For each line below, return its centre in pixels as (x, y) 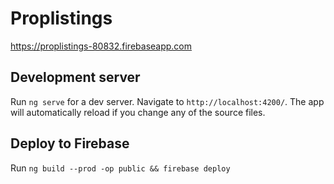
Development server (75, 77)
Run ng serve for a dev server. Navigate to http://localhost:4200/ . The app (167, 101)
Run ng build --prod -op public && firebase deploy (120, 168)
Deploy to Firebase (70, 143)
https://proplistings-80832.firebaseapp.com (101, 46)
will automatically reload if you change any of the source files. (138, 112)
